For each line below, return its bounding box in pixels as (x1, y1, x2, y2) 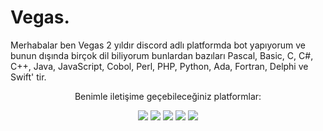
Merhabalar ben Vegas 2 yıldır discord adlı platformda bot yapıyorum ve (10, 39, 306, 51)
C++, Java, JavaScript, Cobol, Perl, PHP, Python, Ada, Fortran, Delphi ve (10, 60, 309, 72)
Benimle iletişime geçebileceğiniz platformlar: (74, 90, 262, 102)
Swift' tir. (10, 71, 47, 83)
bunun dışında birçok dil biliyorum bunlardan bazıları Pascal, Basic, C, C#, (10, 49, 314, 61)
